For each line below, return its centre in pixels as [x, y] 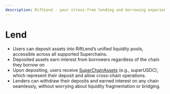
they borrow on [29, 65]
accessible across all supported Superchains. [60, 54]
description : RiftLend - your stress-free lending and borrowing [75, 10]
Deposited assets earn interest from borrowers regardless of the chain [86, 59]
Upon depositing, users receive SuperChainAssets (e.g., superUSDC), [85, 70]
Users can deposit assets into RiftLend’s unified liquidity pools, [78, 49]
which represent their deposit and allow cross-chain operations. [79, 75]
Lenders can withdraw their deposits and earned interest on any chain [86, 80]
